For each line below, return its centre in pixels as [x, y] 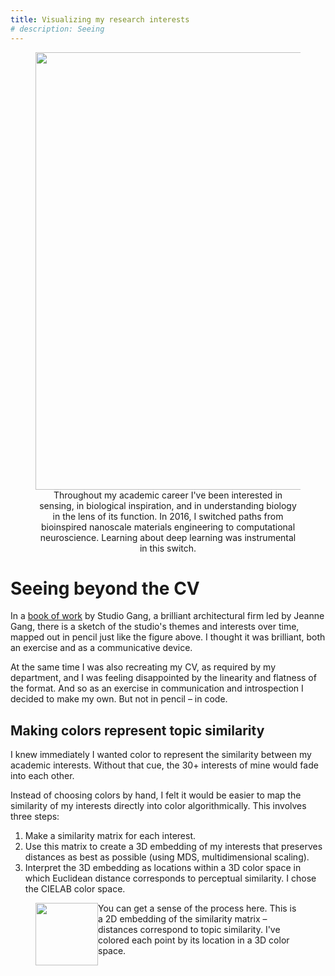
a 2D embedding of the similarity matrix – [183, 919]
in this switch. [168, 548]
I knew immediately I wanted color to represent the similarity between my [161, 755]
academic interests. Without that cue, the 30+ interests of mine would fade [164, 765]
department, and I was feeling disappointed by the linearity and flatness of [163, 678]
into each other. [42, 776]
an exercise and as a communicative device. [101, 648]
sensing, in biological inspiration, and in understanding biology [168, 505]
